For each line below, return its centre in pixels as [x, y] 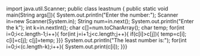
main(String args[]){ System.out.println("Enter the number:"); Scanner [92, 15]
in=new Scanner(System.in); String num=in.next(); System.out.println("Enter [100, 21]
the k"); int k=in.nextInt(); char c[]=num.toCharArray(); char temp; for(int [95, 27]
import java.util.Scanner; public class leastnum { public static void [87, 9]
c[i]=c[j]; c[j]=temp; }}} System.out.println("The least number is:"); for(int [96, 40]
